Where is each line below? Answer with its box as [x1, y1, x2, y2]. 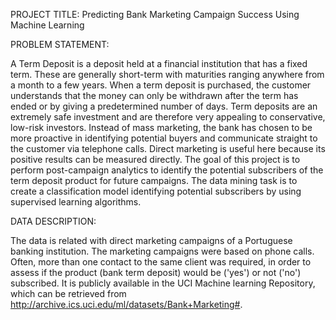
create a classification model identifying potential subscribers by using [10, 185, 302, 197]
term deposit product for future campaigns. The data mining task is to [10, 175, 298, 186]
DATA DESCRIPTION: [10, 215, 97, 227]
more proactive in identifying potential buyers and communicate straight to [10, 132, 318, 144]
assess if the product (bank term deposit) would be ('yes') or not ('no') [10, 267, 302, 278]
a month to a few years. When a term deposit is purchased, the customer [10, 79, 312, 91]
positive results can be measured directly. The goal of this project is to [10, 154, 301, 165]
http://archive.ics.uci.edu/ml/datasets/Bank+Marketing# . [10, 299, 243, 310]
